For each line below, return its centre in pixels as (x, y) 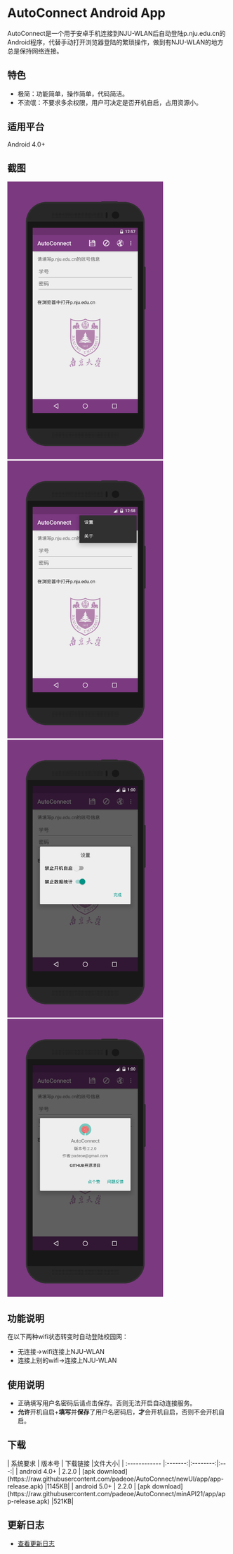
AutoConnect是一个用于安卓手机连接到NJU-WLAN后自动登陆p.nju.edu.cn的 (116, 33)
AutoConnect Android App (87, 13)
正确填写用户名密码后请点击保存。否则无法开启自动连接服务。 (107, 1403)
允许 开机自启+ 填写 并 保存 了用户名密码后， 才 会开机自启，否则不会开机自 (121, 1412)
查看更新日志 (36, 1543)
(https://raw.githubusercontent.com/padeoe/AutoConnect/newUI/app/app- (116, 1479)
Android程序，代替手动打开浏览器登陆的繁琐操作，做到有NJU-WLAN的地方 (115, 42)
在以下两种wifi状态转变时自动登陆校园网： (68, 1337)
